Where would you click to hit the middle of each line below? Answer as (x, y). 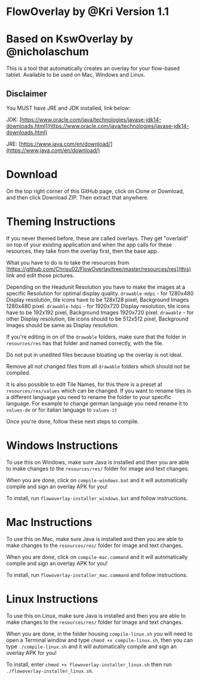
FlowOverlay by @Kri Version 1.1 (87, 12)
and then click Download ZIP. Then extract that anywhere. (78, 197)
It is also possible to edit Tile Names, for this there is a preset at (84, 384)
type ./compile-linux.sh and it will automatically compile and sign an (92, 646)
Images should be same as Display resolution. (63, 325)
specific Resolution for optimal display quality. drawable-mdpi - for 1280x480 (100, 293)
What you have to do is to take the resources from (68, 262)
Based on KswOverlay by (70, 39)
